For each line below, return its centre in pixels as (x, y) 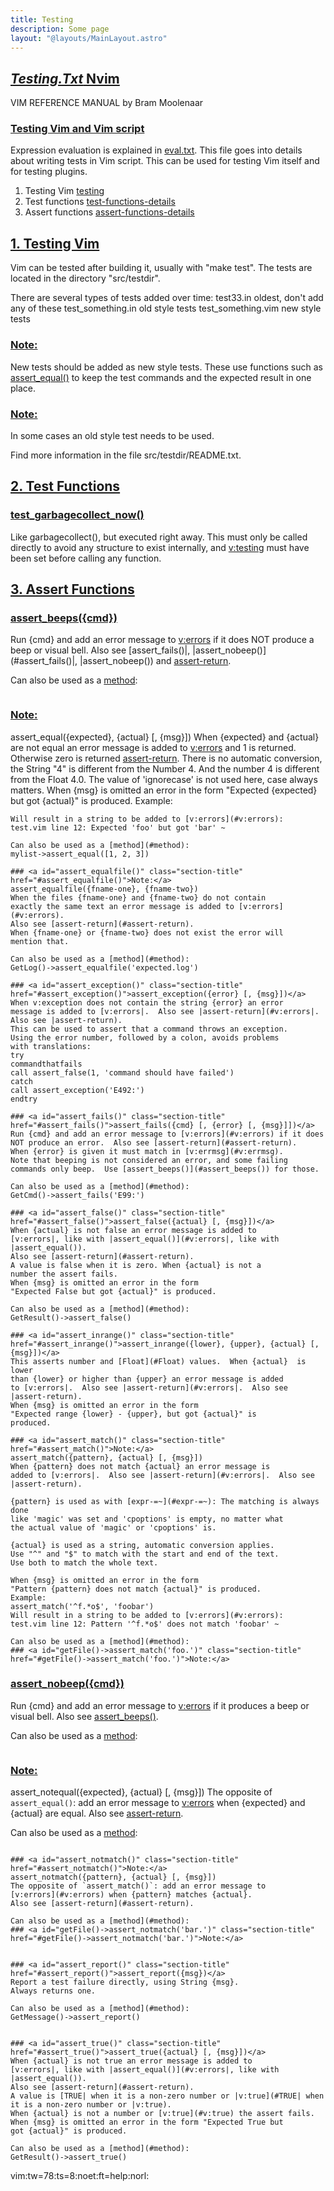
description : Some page (60, 29)
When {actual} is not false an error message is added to (133, 1230)
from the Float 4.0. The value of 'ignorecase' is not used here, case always (164, 779)
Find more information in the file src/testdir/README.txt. (126, 455)
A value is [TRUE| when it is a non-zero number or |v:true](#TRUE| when (167, 2096)
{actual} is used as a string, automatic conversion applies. (142, 1545)
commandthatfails (46, 1064)
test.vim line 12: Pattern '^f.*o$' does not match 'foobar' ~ (145, 1624)
